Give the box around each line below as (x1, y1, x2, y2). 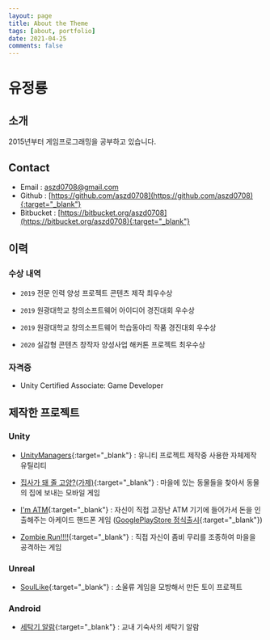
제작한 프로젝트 (8, 406, 80, 420)
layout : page (8, 11, 53, 20)
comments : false (8, 42, 63, 50)
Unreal (8, 562, 36, 574)
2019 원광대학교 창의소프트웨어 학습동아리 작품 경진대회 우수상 (19, 322, 217, 332)
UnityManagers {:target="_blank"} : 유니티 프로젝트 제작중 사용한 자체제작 (19, 450, 257, 460)
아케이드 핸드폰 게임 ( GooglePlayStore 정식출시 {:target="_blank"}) (48, 515, 263, 524)
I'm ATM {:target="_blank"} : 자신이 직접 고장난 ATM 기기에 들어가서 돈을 (19, 504, 253, 514)
